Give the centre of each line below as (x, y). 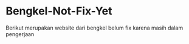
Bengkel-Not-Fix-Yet (59, 11)
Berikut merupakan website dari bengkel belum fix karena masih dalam (94, 28)
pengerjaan (20, 34)
